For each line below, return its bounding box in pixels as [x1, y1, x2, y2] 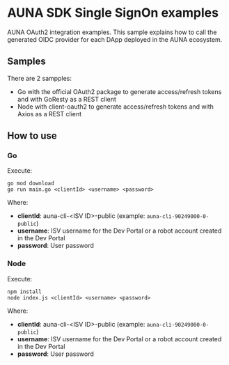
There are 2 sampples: [7, 74, 72, 82]
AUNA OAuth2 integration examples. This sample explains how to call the [7, 28, 217, 36]
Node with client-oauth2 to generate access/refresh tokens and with [17, 102, 214, 111]
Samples [7, 56, 47, 68]
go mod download [7, 180, 54, 187]
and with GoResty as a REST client [17, 95, 117, 103]
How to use [7, 130, 57, 142]
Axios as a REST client [17, 109, 82, 118]
